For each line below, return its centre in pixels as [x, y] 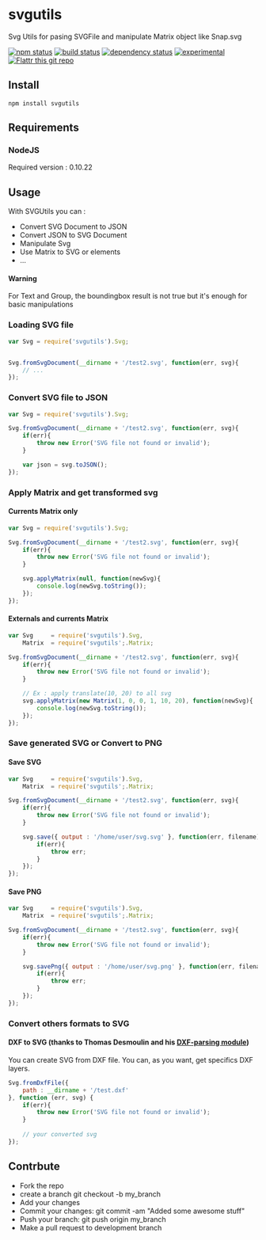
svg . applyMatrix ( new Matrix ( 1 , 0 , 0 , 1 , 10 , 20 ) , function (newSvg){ [138, 701]
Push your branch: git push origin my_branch [93, 1219]
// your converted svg [60, 1135]
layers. [19, 1068]
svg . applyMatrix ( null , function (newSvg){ [91, 579]
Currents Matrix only [43, 512]
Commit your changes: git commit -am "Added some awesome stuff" [132, 1211]
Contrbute [34, 1167]
